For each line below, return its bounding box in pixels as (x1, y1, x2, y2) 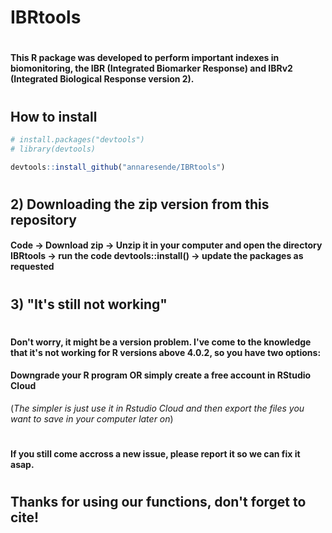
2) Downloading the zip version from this (10, 196, 270, 213)
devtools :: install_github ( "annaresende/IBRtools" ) (10, 162, 226, 172)
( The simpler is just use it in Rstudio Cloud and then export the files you (10, 402, 305, 414)
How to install (10, 108, 98, 125)
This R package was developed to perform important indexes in (10, 52, 280, 64)
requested (10, 261, 55, 273)
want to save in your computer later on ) (10, 412, 174, 425)
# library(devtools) (10, 144, 97, 154)
